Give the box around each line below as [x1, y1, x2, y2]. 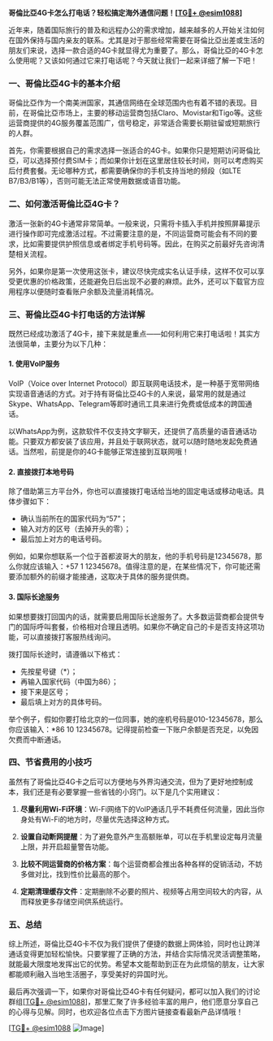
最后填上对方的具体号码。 [19, 696, 106, 706]
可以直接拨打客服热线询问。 [22, 631, 115, 641]
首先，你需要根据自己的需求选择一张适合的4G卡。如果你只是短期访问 [8, 145, 240, 155]
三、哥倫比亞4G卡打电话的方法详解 [8, 309, 145, 320]
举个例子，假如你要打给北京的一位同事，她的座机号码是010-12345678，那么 [8, 714, 264, 724]
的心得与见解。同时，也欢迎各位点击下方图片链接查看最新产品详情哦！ [8, 1007, 244, 1017]
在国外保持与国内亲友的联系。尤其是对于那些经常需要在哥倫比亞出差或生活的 [8, 36, 265, 45]
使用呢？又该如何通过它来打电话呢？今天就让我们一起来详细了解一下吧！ [15, 56, 258, 65]
